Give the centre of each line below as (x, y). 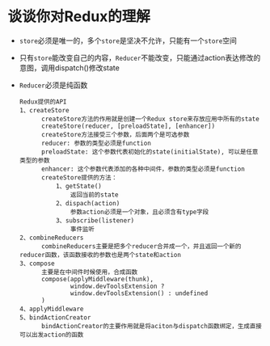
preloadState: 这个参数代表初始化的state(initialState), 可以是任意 (150, 152)
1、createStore (44, 110)
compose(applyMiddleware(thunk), (97, 279)
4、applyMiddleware (51, 309)
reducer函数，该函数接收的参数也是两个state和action (100, 255)
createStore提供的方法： (79, 177)
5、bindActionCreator (55, 317)
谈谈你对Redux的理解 (79, 17)
